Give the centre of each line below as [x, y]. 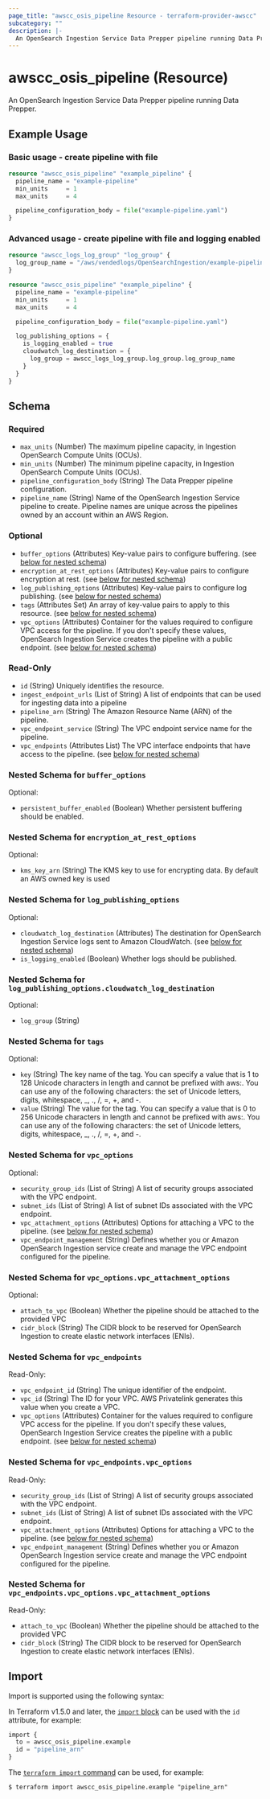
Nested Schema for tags [56, 1041]
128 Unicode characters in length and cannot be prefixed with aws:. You [139, 1083]
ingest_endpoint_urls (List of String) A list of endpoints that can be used [140, 694]
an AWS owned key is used [65, 879]
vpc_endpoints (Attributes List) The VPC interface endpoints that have [135, 745]
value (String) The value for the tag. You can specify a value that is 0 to [138, 1109]
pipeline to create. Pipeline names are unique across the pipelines [129, 507]
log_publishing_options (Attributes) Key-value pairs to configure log [133, 587]
